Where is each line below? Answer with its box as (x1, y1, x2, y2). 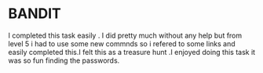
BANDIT (8, 5, 61, 23)
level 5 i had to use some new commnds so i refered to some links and (8, 38, 236, 48)
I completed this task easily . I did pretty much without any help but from (8, 31, 243, 40)
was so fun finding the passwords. (8, 56, 120, 65)
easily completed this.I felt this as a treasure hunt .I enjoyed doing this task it (8, 47, 256, 57)
